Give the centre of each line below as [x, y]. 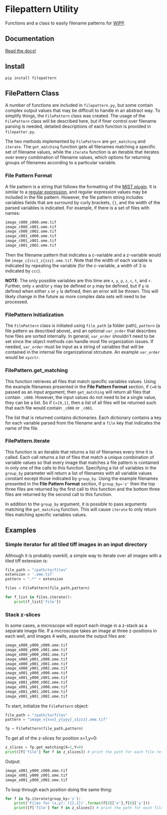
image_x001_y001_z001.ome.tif [37, 692]
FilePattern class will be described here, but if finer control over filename [81, 121]
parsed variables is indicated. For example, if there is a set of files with [78, 208]
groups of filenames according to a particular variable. [61, 163]
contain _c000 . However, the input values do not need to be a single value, [81, 397]
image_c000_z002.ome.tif [31, 231]
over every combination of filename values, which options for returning [78, 157]
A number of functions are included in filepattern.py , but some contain [79, 105]
